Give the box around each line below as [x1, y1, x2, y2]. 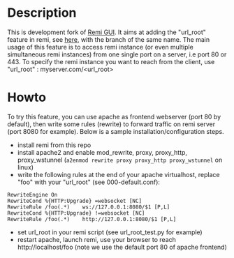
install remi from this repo [17, 141, 92, 149]
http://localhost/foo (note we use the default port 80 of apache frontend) [17, 243, 227, 251]
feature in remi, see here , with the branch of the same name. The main [7, 35, 210, 43]
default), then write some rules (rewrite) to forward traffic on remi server [7, 120, 216, 128]
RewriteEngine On [7, 191, 58, 198]
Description [7, 5, 77, 21]
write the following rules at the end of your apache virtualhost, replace [17, 170, 220, 179]
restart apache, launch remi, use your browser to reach [17, 235, 177, 243]
